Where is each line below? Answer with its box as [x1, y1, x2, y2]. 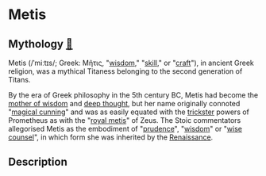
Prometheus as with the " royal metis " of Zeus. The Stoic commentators [8, 116, 241, 124]
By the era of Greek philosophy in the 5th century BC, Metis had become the [8, 90, 259, 100]
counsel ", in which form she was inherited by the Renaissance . [8, 132, 214, 142]
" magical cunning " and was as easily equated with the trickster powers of [8, 107, 250, 117]
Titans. [8, 75, 31, 84]
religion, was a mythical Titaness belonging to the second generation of [8, 67, 243, 76]
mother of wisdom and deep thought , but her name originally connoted [8, 99, 241, 108]
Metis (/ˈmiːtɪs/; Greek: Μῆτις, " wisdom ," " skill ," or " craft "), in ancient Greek [8, 58, 254, 67]
